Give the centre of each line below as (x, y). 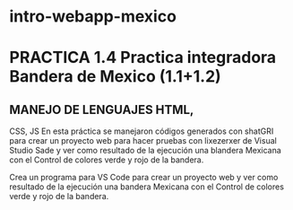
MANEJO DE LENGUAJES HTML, (102, 109)
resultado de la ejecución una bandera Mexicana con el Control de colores (147, 187)
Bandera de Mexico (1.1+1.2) (115, 77)
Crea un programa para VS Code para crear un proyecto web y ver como (144, 178)
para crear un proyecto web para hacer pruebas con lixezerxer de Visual (143, 141)
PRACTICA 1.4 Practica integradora (143, 58)
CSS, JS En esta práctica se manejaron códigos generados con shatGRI (142, 131)
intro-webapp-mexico (93, 17)
